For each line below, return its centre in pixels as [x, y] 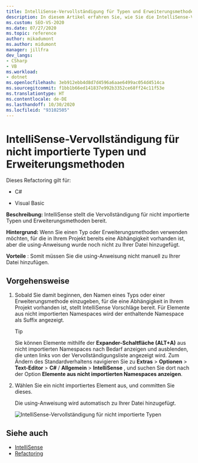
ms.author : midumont [32, 45]
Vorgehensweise [38, 281]
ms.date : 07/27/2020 [32, 28]
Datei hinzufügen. [28, 262]
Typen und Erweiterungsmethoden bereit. [57, 221]
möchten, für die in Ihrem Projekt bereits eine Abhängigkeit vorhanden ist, [96, 238]
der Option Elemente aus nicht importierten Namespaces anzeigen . [98, 374]
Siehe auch [27, 433]
